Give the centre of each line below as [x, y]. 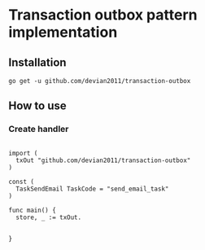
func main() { [33, 210]
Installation [37, 62]
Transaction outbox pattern [103, 15]
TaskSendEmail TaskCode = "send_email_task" [92, 189]
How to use [37, 106]
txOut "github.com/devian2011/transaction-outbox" [103, 160]
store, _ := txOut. [49, 217]
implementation [63, 32]
